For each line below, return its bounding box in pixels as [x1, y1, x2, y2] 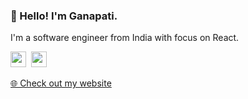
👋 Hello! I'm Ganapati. [10, 9, 118, 23]
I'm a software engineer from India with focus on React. [10, 32, 240, 44]
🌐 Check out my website [10, 77, 112, 89]
